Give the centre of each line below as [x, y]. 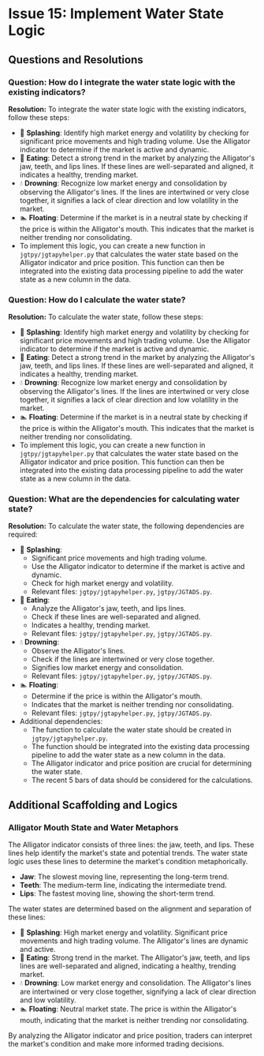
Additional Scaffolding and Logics [93, 805]
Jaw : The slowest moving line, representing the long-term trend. [124, 877]
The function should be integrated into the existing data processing [140, 747]
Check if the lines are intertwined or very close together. [123, 659]
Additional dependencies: [61, 721]
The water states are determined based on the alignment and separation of [130, 909]
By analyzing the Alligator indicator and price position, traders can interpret [130, 1035]
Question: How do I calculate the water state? [97, 299]
